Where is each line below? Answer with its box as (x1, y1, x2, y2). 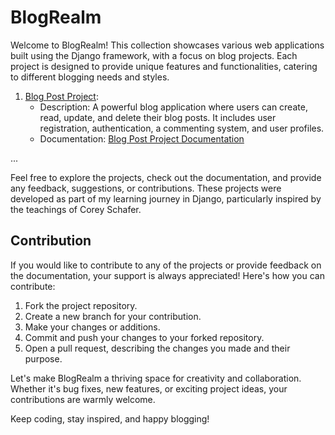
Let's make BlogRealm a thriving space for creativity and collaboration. (10, 372, 302, 384)
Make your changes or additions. (24, 321, 161, 333)
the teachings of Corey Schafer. (10, 203, 142, 215)
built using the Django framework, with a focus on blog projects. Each (10, 49, 298, 61)
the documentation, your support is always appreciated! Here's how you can (10, 269, 325, 281)
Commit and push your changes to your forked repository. (24, 331, 265, 343)
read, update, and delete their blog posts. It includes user (39, 111, 277, 123)
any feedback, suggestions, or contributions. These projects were (10, 182, 282, 194)
